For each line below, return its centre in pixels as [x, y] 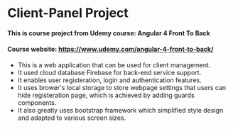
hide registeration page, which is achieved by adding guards [106, 95]
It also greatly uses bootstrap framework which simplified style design [120, 110]
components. [37, 102]
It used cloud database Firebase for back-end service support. [109, 72]
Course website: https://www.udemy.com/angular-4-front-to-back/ [110, 49]
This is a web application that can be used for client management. [114, 64]
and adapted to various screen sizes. [72, 118]
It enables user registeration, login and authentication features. [109, 80]
